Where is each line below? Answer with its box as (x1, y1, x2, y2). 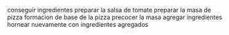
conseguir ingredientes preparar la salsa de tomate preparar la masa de (7, 6, 212, 14)
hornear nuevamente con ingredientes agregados (7, 21, 149, 28)
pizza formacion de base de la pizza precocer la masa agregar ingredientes (7, 13, 223, 21)
